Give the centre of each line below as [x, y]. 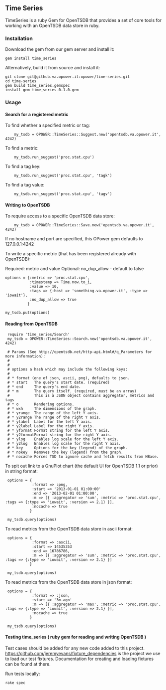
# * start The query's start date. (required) [59, 382]
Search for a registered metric [37, 114]
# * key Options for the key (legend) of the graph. [67, 448]
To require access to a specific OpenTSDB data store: [60, 216]
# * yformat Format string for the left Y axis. [59, 430]
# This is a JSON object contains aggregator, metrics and [81, 395]
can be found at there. [28, 664]
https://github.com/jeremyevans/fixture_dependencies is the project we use [83, 653]
